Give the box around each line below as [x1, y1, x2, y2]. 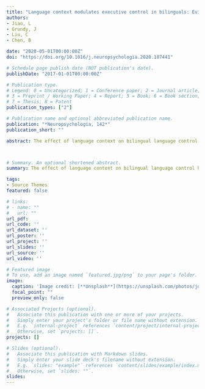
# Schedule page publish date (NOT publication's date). [6, 65, 154, 71]
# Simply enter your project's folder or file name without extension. [6, 317, 198, 324]
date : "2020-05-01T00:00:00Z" [6, 48, 84, 55]
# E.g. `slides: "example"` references [6, 362, 113, 368]
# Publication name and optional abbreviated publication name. [6, 115, 173, 122]
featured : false [6, 187, 48, 194]
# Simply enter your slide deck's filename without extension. [6, 357, 176, 363]
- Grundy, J [6, 26, 37, 32]
